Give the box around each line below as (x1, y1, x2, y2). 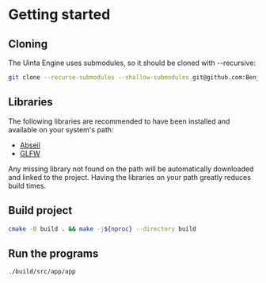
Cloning (8, 37, 48, 51)
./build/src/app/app (8, 268, 77, 276)
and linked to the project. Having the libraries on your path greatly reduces (8, 172, 252, 182)
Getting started (8, 6, 111, 24)
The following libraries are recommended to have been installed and (8, 117, 230, 126)
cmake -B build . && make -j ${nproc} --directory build (8, 224, 196, 233)
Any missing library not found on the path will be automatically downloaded (8, 164, 254, 174)
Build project (8, 204, 73, 217)
